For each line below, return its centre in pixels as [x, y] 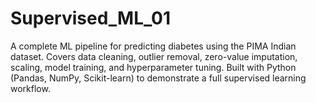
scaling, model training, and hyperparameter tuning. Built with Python [153, 67]
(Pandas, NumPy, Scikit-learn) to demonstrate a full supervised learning [158, 78]
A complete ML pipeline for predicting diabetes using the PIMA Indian [153, 46]
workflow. [30, 88]
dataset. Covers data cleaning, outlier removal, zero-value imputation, [154, 56]
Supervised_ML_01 [91, 18]
